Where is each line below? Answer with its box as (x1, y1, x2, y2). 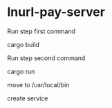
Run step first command (7, 27, 76, 35)
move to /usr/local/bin (7, 80, 70, 89)
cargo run (7, 67, 35, 75)
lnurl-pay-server (7, 4, 106, 20)
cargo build (7, 40, 40, 48)
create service (7, 94, 48, 102)
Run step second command (7, 53, 86, 62)
